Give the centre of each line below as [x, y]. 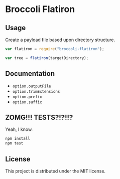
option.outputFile [32, 86]
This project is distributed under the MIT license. [55, 171]
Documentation [30, 74]
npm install [18, 139]
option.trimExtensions [36, 91]
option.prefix [27, 97]
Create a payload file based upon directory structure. [60, 40]
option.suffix [27, 102]
